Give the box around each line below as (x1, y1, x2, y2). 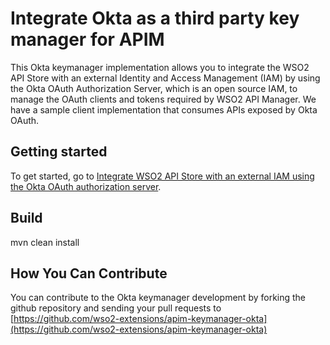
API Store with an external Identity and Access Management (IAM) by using (10, 72, 321, 84)
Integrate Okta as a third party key (10, 7, 300, 30)
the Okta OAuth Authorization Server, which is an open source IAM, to (10, 82, 298, 94)
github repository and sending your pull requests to (10, 302, 222, 314)
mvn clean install (10, 236, 80, 248)
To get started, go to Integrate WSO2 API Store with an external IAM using (10, 170, 315, 182)
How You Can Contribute (10, 265, 168, 282)
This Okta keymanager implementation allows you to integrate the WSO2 (10, 61, 310, 73)
